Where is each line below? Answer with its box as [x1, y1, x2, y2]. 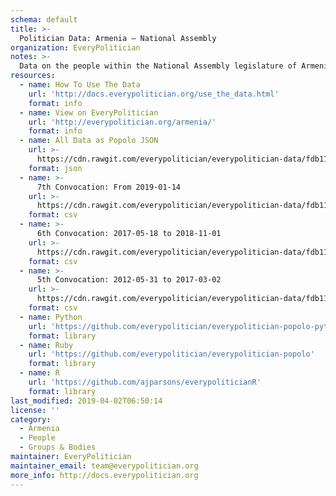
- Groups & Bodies [19, 442, 97, 453]
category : [10, 414, 52, 425]
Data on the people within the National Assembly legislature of [19, 61, 298, 71]
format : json [28, 163, 83, 173]
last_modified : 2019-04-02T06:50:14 [10, 396, 163, 406]
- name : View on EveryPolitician [19, 107, 159, 118]
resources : [10, 71, 56, 81]
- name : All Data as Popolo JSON [19, 136, 159, 146]
